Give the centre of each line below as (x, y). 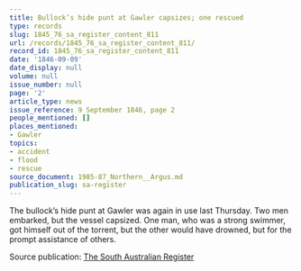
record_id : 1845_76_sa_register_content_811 (94, 51)
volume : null (34, 77)
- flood (24, 160)
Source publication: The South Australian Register (102, 257)
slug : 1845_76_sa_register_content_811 (84, 34)
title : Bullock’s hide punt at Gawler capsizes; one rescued (127, 18)
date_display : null (46, 68)
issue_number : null (46, 85)
